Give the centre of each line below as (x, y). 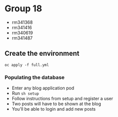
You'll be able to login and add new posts (54, 109)
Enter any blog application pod (43, 88)
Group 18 (23, 9)
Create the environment (42, 54)
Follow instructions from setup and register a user (62, 99)
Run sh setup (25, 93)
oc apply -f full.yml (27, 65)
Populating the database (35, 77)
